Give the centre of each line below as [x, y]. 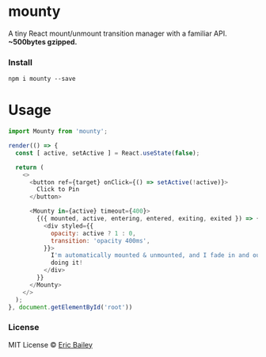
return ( [30, 167]
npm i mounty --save [42, 79]
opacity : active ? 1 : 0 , [93, 233]
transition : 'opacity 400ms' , [100, 240]
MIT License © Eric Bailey [51, 344]
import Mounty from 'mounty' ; [58, 132]
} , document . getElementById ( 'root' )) [70, 307]
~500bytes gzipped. [43, 41]
